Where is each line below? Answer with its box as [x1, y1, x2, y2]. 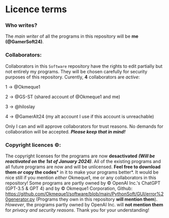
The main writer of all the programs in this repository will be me [5, 33, 138, 39]
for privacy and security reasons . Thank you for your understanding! [5, 207, 149, 213]
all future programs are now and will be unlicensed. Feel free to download [5, 164, 161, 170]
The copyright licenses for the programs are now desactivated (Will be [5, 153, 155, 159]
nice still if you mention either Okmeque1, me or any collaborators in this [5, 175, 156, 181]
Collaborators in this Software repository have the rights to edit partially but [5, 63, 163, 69]
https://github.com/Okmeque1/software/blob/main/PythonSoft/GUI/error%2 [5, 191, 164, 197]
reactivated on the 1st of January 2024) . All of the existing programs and [5, 158, 161, 165]
